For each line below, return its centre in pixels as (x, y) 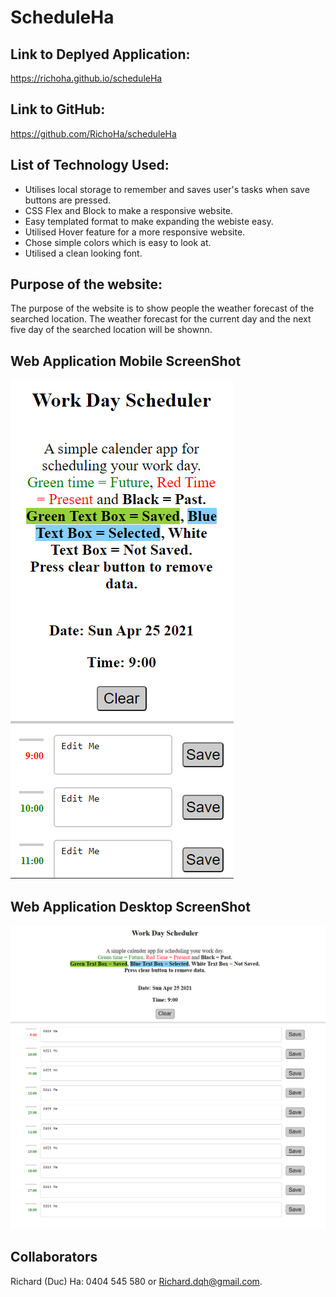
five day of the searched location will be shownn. (111, 330)
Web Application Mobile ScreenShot (126, 361)
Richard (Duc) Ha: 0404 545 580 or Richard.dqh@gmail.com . (136, 1281)
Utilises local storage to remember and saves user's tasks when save (167, 189)
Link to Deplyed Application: (100, 54)
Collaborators (54, 1257)
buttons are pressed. (67, 200)
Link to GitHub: (58, 109)
